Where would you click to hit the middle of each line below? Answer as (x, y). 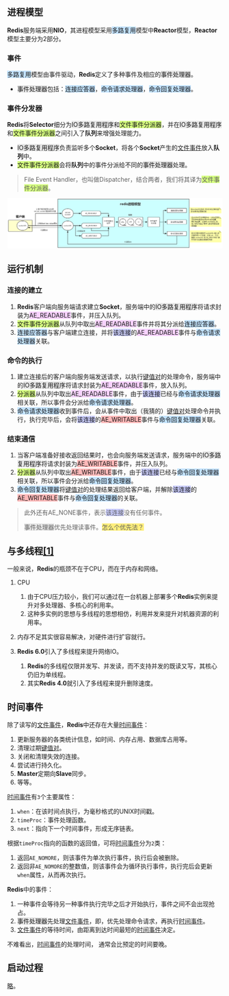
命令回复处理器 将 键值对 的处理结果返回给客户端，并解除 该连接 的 (107, 490)
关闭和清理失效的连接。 (50, 756)
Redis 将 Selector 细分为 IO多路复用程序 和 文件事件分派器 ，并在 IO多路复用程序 (114, 125)
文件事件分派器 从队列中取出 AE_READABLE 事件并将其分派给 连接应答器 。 (119, 324)
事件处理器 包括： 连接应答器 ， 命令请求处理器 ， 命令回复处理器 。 (107, 89)
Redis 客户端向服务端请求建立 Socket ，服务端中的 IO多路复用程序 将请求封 (119, 307)
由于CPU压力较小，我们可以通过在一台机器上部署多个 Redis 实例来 (120, 597)
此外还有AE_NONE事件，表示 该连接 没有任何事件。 (95, 512)
